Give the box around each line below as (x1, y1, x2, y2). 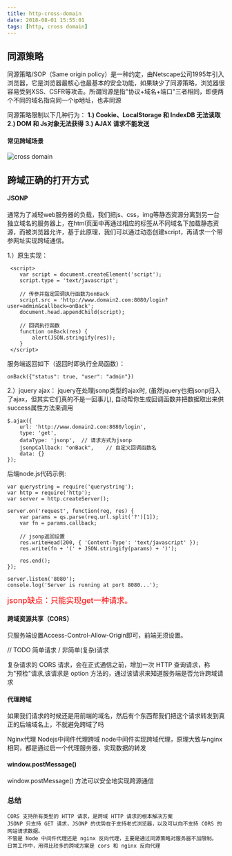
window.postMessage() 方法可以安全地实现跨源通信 (7, 776, 154, 785)
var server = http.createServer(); (7, 495, 110, 503)
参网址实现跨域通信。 (7, 236, 68, 245)
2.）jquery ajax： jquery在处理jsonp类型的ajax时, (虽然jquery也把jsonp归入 (7, 386, 221, 394)
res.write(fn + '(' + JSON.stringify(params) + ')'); (19, 545, 177, 552)
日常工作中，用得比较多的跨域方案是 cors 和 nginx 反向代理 (7, 842, 161, 849)
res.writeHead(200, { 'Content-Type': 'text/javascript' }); (19, 539, 199, 546)
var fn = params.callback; (19, 519, 97, 527)
